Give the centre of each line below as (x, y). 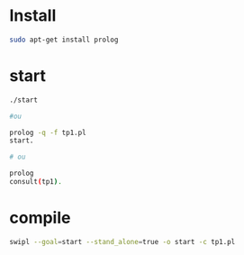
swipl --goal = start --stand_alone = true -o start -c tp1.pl (122, 241)
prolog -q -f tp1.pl (48, 132)
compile (40, 218)
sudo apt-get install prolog (64, 40)
